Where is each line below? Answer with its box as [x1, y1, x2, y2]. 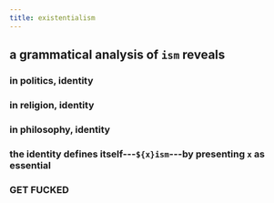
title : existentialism [9, 13, 96, 23]
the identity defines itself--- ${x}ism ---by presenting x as [9, 147, 266, 160]
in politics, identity [9, 74, 94, 86]
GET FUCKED [9, 183, 70, 196]
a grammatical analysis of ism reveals [9, 47, 226, 63]
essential [9, 158, 52, 171]
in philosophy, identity [9, 123, 111, 136]
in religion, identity [9, 98, 95, 111]
